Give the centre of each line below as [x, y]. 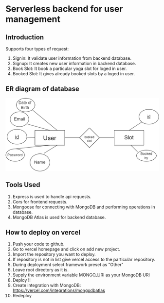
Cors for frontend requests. [40, 202]
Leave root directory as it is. [40, 270]
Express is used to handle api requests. [52, 196]
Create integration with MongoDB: [47, 286]
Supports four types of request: [37, 49]
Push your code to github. [38, 244]
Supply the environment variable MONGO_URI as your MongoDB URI [81, 275]
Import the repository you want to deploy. [54, 254]
